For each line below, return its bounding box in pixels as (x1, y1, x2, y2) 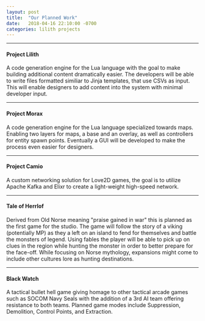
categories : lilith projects (6, 26, 81, 32)
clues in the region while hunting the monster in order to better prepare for (6, 242, 193, 249)
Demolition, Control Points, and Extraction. (6, 308, 113, 315)
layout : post (6, 9, 40, 15)
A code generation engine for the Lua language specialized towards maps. (6, 124, 193, 131)
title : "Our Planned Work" (6, 15, 78, 21)
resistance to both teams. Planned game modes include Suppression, (6, 301, 181, 309)
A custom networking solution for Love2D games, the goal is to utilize (6, 176, 181, 183)
